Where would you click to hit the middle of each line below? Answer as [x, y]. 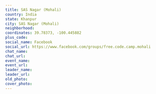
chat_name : [16, 51]
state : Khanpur [21, 19]
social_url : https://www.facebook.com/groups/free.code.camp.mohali [78, 47]
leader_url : [17, 75]
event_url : [16, 65]
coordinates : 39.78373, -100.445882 [43, 33]
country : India [21, 14]
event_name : [17, 61]
